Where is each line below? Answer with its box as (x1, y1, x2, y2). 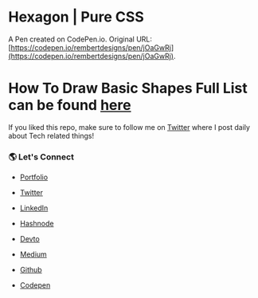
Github (19, 265, 42, 275)
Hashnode (19, 219, 54, 229)
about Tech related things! (8, 131, 95, 140)
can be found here (8, 96, 131, 115)
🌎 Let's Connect (8, 151, 74, 163)
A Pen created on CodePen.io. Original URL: (8, 34, 153, 44)
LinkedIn (19, 203, 49, 213)
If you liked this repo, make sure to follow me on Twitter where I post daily (8, 122, 251, 131)
